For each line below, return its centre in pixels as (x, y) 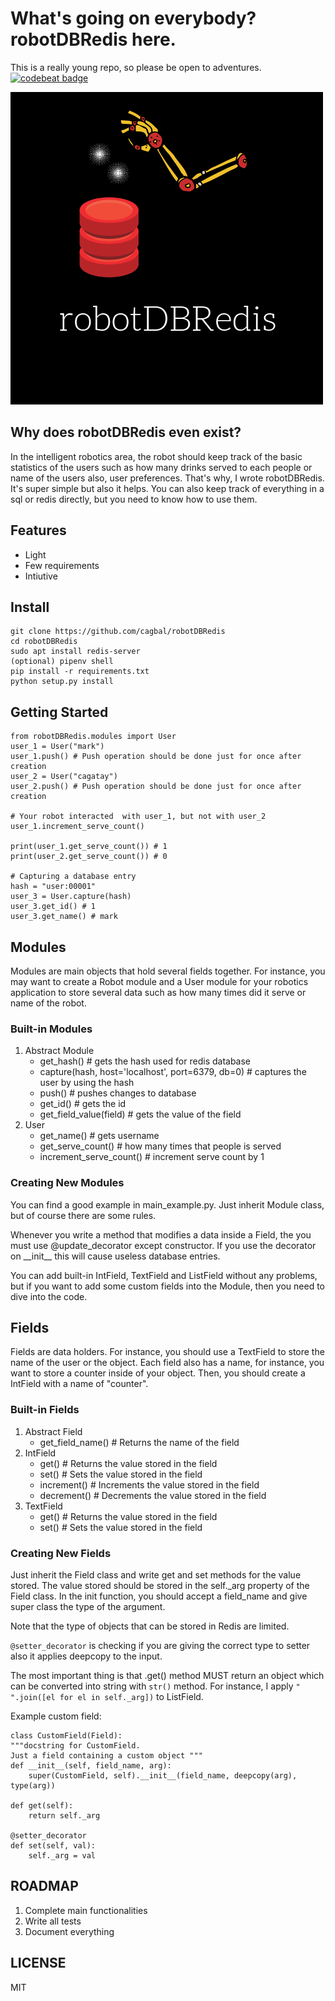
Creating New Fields (61, 1553)
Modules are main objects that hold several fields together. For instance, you (168, 971)
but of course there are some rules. (83, 1215)
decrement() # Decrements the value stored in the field (153, 1495)
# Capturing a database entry (73, 877)
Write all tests (53, 1921)
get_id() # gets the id (83, 1104)
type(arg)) (33, 1786)
